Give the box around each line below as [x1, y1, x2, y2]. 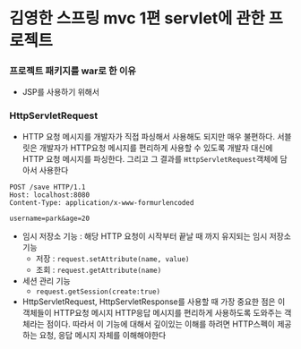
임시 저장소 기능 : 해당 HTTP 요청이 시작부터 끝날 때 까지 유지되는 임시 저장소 [21, 230, 291, 242]
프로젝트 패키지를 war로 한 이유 [9, 64, 137, 77]
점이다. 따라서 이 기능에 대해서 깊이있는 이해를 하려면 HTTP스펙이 [46, 319, 276, 329]
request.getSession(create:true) [35, 287, 161, 296]
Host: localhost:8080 [9, 190, 90, 200]
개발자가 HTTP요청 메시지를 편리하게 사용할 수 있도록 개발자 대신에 [39, 142, 273, 153]
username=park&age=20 [9, 214, 90, 223]
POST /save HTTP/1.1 [9, 183, 87, 192]
